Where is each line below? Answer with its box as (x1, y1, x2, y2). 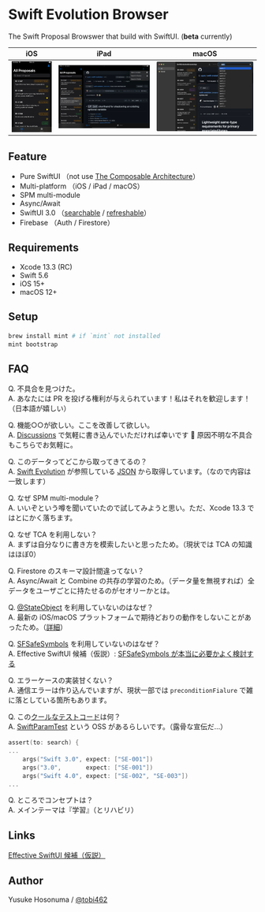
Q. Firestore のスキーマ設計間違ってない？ (8, 566, 144, 576)
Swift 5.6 (19, 270, 49, 280)
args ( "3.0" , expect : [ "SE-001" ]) (22, 763, 154, 772)
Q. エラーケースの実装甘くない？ (8, 676, 114, 685)
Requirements (8, 241, 79, 255)
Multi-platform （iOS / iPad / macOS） (19, 181, 144, 191)
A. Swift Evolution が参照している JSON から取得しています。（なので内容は (8, 467, 252, 476)
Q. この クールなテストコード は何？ (8, 712, 121, 722)
